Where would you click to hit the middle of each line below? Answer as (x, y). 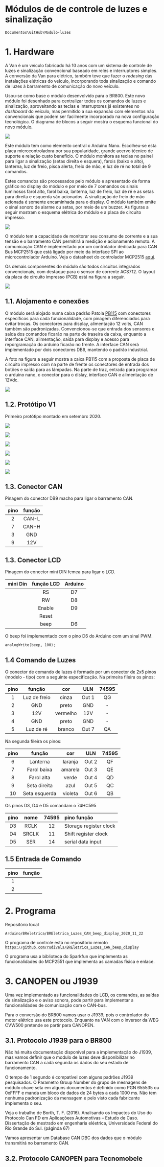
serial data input (83, 841)
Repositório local (22, 924)
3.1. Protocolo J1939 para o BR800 (59, 1040)
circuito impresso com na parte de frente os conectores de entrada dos (77, 364)
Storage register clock (90, 826)
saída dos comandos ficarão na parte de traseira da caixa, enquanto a (76, 334)
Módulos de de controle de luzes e (76, 9)
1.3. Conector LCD (33, 560)
